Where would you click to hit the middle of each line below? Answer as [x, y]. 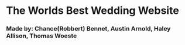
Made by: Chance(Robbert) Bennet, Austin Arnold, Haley [88, 29]
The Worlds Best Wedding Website [93, 11]
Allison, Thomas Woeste [42, 36]
